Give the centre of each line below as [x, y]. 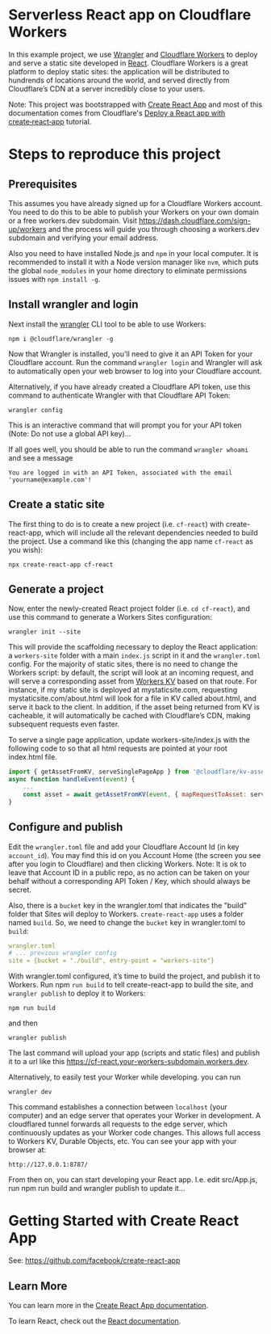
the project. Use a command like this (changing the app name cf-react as [131, 541]
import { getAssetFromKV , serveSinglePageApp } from [99, 772]
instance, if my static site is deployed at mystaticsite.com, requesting [123, 690]
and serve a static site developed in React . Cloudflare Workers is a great [128, 63]
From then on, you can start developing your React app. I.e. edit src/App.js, [133, 1180]
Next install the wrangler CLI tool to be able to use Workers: [107, 324]
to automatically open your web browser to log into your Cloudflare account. [135, 371]
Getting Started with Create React [124, 1221]
